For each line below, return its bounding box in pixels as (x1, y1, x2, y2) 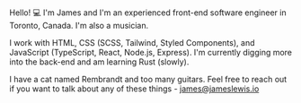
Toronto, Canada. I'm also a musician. (9, 21, 149, 30)
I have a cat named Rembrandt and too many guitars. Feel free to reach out (9, 74, 288, 84)
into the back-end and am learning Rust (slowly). (9, 56, 190, 67)
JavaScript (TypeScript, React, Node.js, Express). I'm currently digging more (9, 47, 293, 57)
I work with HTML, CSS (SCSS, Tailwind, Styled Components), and (9, 38, 255, 47)
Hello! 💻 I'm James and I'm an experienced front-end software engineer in (9, 7, 287, 18)
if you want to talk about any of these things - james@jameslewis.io (9, 83, 260, 94)
